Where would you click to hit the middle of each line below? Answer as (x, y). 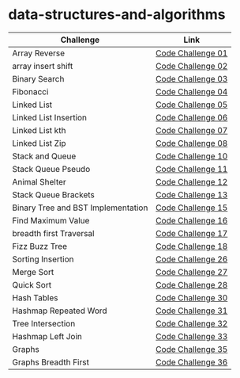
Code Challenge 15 (191, 208)
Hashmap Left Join (47, 336)
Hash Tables (35, 297)
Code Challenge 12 (191, 181)
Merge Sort (33, 272)
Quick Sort (32, 284)
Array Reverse (39, 53)
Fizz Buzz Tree (40, 246)
